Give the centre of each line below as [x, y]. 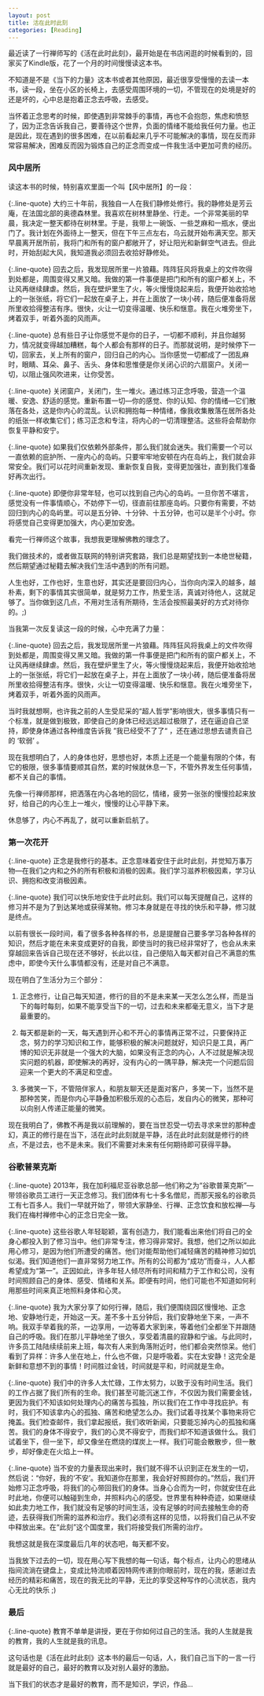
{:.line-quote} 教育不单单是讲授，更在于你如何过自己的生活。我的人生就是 [127, 1631]
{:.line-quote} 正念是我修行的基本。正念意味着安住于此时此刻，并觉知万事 [127, 860]
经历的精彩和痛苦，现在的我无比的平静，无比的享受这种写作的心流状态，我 [128, 1581]
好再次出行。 [29, 476]
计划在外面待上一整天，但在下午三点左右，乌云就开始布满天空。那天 [145, 233]
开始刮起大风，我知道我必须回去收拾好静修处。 [97, 252]
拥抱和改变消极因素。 [56, 880]
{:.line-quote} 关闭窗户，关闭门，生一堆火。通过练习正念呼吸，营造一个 [124, 390]
